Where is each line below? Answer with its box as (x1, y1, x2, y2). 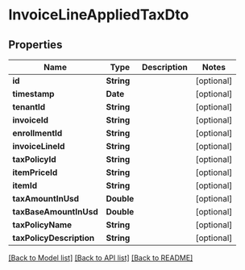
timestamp (12, 89, 55, 99)
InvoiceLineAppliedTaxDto (8, 6, 189, 24)
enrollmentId (12, 127, 63, 139)
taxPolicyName (12, 219, 73, 231)
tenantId (12, 102, 46, 112)
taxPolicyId (12, 154, 56, 164)
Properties (8, 38, 63, 52)
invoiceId (12, 114, 48, 126)
